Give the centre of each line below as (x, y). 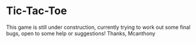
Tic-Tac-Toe (37, 11)
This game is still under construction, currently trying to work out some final (98, 27)
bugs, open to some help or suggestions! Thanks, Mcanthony (81, 33)
